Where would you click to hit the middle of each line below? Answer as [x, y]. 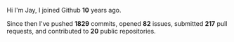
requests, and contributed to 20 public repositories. [81, 31]
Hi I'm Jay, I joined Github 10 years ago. [64, 10]
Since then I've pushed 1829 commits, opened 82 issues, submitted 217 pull [117, 23]
